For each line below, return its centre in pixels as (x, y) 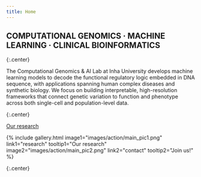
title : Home (21, 12)
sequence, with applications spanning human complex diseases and (91, 84)
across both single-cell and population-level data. (67, 103)
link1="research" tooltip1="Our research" (56, 144)
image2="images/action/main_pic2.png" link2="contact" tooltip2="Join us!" (100, 151)
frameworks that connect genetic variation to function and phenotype (92, 97)
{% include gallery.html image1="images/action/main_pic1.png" (84, 138)
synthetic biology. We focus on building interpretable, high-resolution (92, 90)
